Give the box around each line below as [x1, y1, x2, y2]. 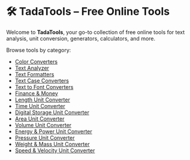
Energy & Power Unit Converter [14, 128, 93, 135]
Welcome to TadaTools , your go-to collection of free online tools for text [6, 28, 185, 36]
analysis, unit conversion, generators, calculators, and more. [6, 35, 156, 42]
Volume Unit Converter [14, 121, 72, 128]
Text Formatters [14, 70, 55, 78]
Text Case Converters [14, 77, 69, 84]
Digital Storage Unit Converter [14, 109, 90, 116]
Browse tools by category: [6, 46, 71, 54]
